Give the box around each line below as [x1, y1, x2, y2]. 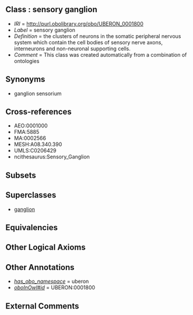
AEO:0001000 [13, 122, 48, 129]
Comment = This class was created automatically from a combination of [13, 51, 187, 58]
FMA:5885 [13, 129, 40, 136]
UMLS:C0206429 [13, 147, 57, 154]
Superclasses [5, 190, 57, 200]
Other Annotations [5, 262, 75, 272]
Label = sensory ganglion [13, 26, 76, 33]
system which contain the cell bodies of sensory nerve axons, [13, 39, 163, 46]
